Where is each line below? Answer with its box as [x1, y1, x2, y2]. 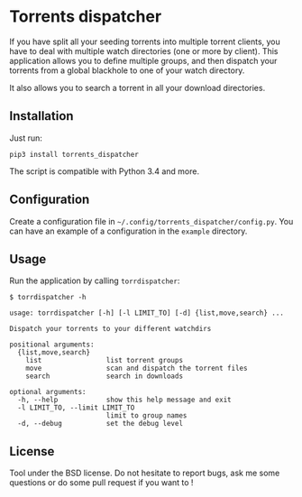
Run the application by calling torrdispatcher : [9, 275, 180, 286]
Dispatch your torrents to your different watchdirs [9, 325, 212, 334]
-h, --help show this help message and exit [17, 395, 232, 405]
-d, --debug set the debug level [17, 419, 183, 428]
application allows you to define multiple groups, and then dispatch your [9, 55, 278, 66]
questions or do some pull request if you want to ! [9, 477, 194, 488]
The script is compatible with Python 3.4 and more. [9, 165, 200, 177]
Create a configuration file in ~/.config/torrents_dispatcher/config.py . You [9, 216, 294, 226]
